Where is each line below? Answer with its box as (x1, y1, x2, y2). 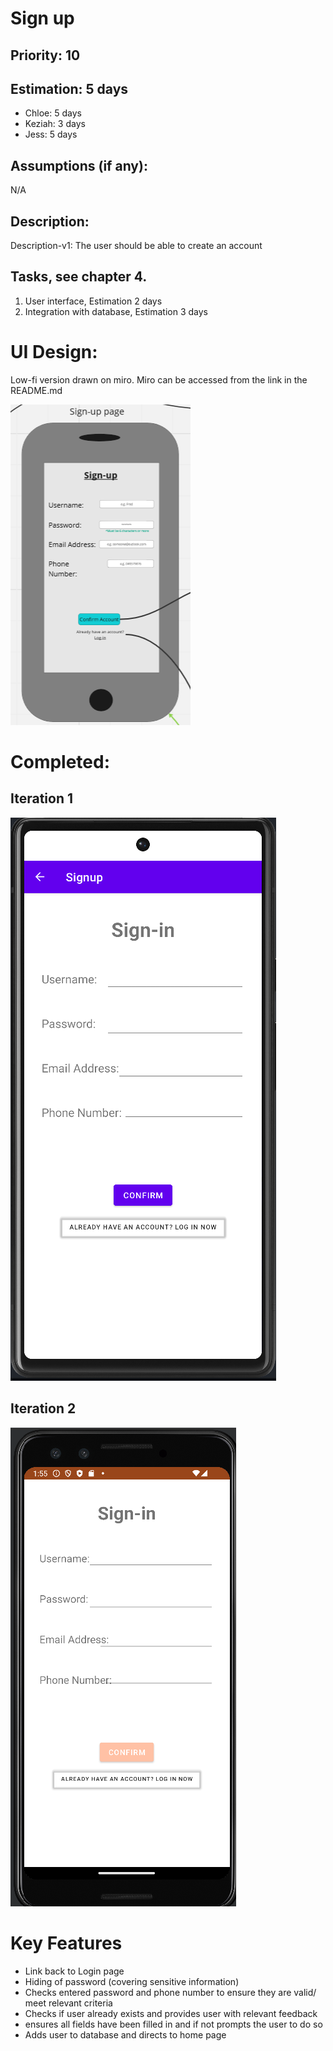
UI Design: (10, 341, 98, 364)
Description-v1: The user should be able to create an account (10, 240, 263, 252)
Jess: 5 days (24, 128, 78, 141)
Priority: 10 (10, 47, 81, 64)
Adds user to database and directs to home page (24, 2028, 227, 2041)
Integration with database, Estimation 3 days (24, 305, 208, 317)
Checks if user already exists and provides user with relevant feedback (24, 2007, 318, 2019)
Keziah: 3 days (24, 118, 86, 130)
